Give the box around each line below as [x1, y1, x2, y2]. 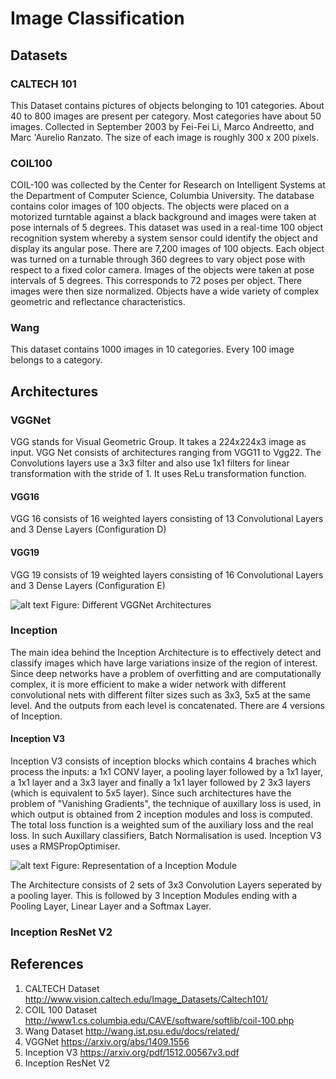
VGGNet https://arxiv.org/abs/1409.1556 [24, 1035, 190, 1047]
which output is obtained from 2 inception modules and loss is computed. [10, 808, 313, 821]
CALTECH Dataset [24, 982, 100, 994]
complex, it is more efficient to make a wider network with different [10, 678, 287, 690]
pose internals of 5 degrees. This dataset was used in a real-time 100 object [10, 222, 324, 234]
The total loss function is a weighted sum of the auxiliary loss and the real [10, 819, 314, 831]
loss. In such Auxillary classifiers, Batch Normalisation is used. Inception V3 [10, 830, 322, 842]
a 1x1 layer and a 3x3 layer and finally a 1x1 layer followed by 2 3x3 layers [10, 777, 311, 789]
